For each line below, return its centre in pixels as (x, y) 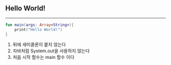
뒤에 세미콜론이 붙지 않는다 (39, 45)
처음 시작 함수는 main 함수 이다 (44, 57)
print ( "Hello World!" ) (38, 29)
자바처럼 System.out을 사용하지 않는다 (51, 51)
